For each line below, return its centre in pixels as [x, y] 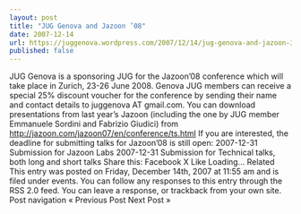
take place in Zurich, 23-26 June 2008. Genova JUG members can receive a [150, 86]
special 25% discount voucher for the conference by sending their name [143, 96]
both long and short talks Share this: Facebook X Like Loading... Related [142, 162]
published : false [42, 51]
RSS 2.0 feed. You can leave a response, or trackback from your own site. [146, 191]
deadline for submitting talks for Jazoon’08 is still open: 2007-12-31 [133, 143]
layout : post [34, 17]
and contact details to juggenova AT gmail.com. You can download [133, 105]
